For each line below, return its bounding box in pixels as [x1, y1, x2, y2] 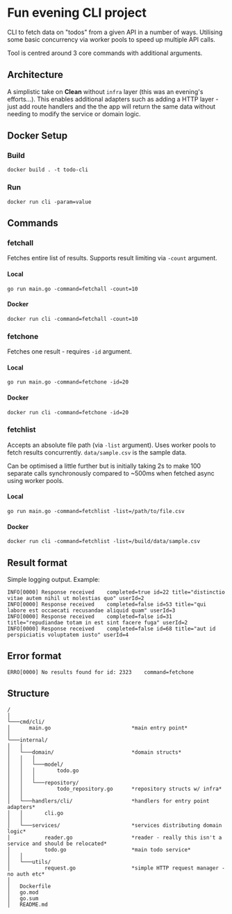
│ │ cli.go [7, 810, 64, 817]
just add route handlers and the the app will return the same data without [7, 102, 216, 111]
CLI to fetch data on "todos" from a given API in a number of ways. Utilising [7, 28, 223, 36]
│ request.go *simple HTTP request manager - [7, 865, 226, 872]
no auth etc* [7, 870, 45, 878]
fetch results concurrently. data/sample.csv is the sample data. [7, 448, 187, 457]
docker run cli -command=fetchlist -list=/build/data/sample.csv [7, 538, 200, 545]
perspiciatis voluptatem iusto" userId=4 [7, 631, 129, 638]
